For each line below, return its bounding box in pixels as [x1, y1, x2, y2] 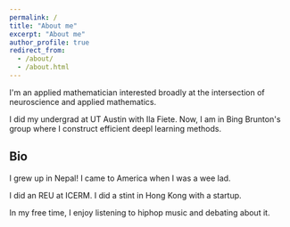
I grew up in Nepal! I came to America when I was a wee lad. [9, 173, 231, 183]
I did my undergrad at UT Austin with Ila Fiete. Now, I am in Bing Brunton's [9, 113, 281, 125]
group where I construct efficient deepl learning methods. [9, 123, 221, 134]
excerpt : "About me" [9, 29, 87, 38]
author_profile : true [9, 37, 90, 47]
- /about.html [17, 63, 70, 72]
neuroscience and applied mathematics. [9, 96, 157, 107]
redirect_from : [9, 46, 66, 55]
